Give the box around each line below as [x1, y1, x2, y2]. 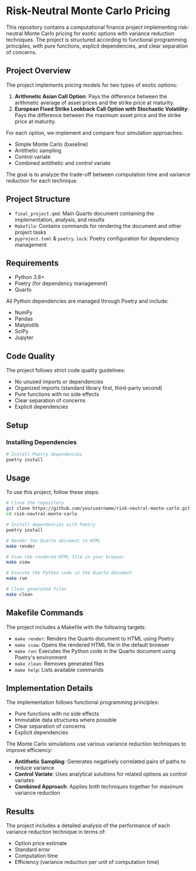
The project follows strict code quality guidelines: [6, 367, 126, 374]
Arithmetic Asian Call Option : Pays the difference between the [14, 92, 167, 100]
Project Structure [6, 194, 70, 204]
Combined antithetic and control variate [14, 159, 111, 166]
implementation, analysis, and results [14, 216, 104, 223]
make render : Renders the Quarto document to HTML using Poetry [14, 635, 174, 642]
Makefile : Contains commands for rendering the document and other [14, 222, 182, 229]
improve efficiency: [6, 747, 53, 754]
